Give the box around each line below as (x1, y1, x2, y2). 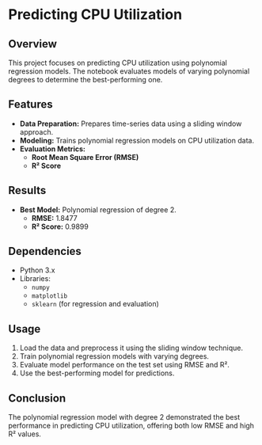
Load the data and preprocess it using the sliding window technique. (19, 343, 244, 353)
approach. (19, 127, 54, 136)
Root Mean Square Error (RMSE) (31, 152, 139, 162)
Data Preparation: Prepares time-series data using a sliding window (19, 119, 242, 128)
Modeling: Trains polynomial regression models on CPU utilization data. (19, 135, 255, 145)
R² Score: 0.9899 (31, 222, 89, 231)
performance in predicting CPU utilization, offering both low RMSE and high (8, 421, 255, 431)
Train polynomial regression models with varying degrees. (19, 352, 210, 361)
